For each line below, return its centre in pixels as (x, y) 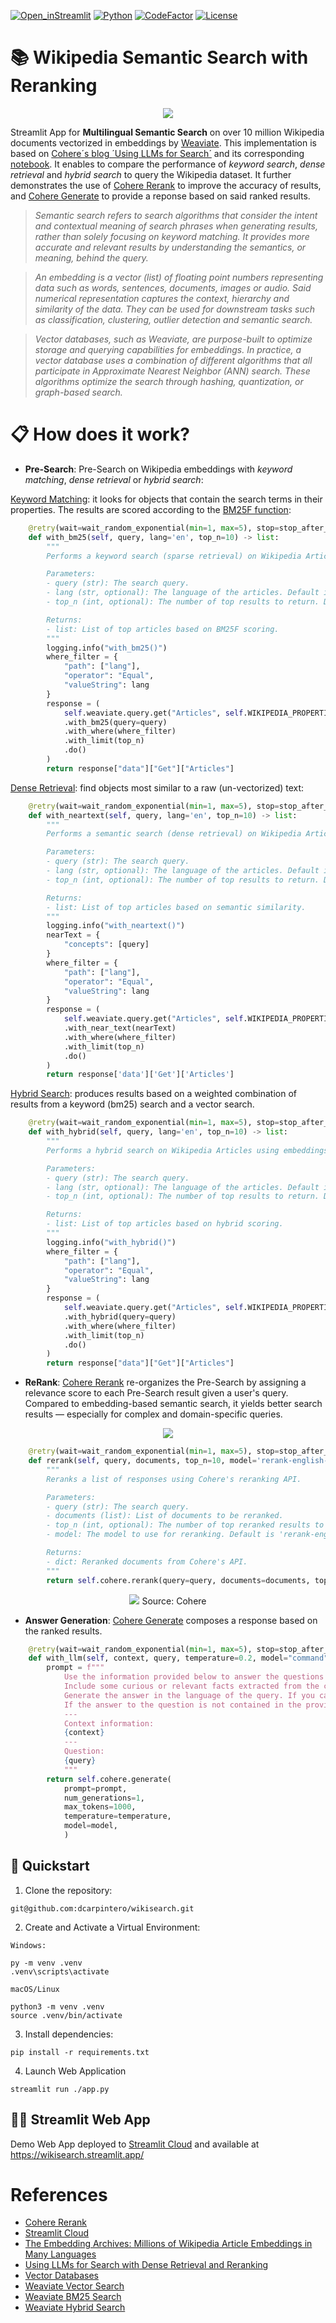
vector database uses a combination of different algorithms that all (173, 360)
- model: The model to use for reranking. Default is (160, 1535)
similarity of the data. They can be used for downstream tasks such (175, 309)
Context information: (109, 1723)
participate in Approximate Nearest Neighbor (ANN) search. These (172, 371)
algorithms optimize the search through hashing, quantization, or (169, 381)
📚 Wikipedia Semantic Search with (159, 57)
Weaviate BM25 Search (73, 2297)
